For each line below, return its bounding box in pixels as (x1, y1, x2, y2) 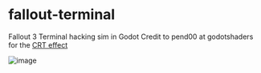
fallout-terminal (8, 6, 116, 24)
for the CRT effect (8, 40, 68, 49)
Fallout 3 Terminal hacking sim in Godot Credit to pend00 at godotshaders (8, 32, 254, 41)
